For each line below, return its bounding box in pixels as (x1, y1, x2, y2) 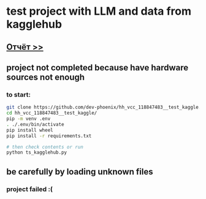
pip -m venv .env (6, 116, 51, 122)
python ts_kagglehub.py (6, 149, 67, 156)
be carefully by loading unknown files (6, 167, 153, 177)
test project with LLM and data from (6, 4, 192, 18)
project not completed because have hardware (6, 62, 189, 73)
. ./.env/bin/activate (6, 121, 64, 127)
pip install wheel (6, 127, 53, 133)
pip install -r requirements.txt (6, 133, 92, 139)
